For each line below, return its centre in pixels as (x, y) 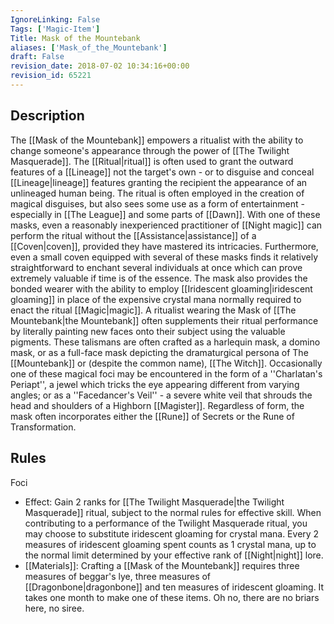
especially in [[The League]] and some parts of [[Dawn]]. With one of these (165, 214)
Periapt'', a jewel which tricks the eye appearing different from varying (155, 384)
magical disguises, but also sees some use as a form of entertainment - (157, 203)
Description (47, 116)
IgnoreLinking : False (55, 19)
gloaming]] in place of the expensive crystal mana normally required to (156, 299)
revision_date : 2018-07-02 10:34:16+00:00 (100, 66)
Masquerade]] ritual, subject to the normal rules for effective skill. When (173, 512)
